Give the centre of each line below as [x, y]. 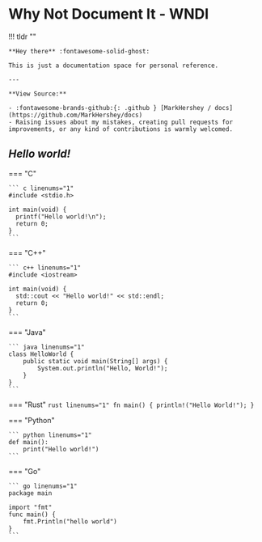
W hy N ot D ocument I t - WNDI [109, 14]
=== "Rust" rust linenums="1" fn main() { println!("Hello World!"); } [131, 404]
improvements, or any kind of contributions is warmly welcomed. [120, 129]
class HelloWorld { [41, 354]
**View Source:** [38, 94]
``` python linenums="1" [50, 435]
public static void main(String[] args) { [95, 361]
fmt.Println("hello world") [70, 521]
